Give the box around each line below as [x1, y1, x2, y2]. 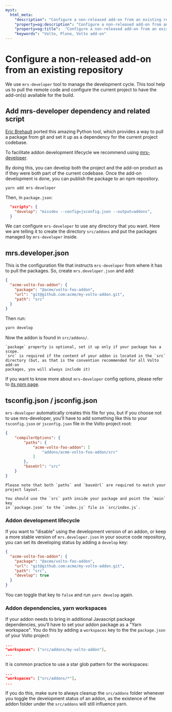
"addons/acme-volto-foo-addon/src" [41, 449, 118, 455]
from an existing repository [5, 64, 124, 76]
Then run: [5, 315, 26, 321]
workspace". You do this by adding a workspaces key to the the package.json [5, 627, 165, 633]
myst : [5, 7, 17, 13]
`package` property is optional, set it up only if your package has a [5, 344, 161, 350]
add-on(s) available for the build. [5, 92, 75, 98]
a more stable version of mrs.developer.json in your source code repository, [5, 534, 166, 540]
